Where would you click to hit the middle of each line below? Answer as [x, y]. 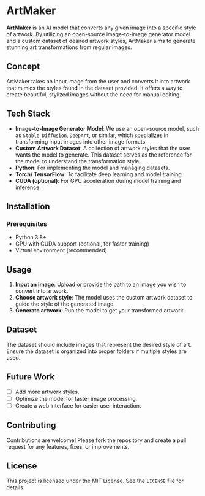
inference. [28, 187]
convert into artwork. [42, 291]
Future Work [31, 377]
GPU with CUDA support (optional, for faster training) [82, 244]
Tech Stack [28, 114]
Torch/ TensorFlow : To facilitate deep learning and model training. [99, 174]
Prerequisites [27, 223]
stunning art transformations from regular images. [69, 47]
